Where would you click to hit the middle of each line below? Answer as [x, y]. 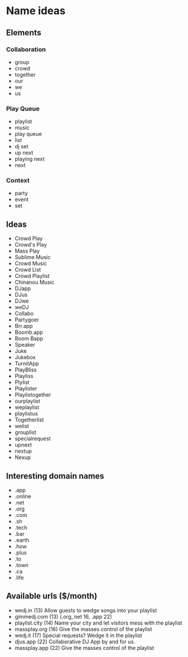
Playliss [24, 376]
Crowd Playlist [32, 276]
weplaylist [27, 407]
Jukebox [25, 357]
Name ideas [36, 11]
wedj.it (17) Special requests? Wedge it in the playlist [78, 635]
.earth [22, 540]
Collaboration [26, 49]
